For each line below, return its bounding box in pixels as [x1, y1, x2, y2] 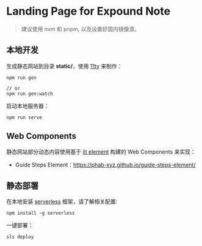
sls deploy [6, 234, 34, 240]
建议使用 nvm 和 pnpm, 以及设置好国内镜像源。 [21, 25, 140, 32]
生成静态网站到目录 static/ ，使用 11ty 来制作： [6, 62, 123, 70]
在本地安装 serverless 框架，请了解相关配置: [6, 198, 118, 206]
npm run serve [6, 114, 43, 121]
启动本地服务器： [6, 102, 49, 110]
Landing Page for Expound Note [6, 4, 171, 18]
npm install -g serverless [6, 210, 75, 217]
